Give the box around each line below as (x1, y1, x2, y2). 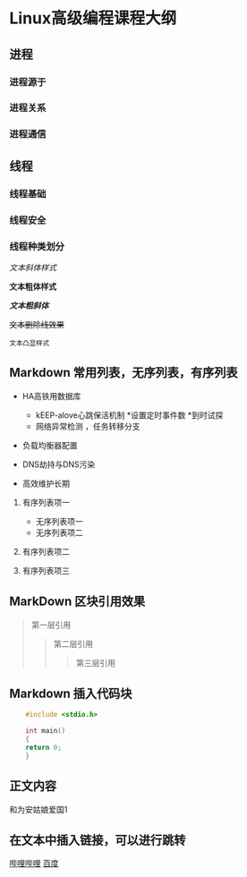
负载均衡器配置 (21, 439, 78, 450)
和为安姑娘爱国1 (9, 804, 68, 814)
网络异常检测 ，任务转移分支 (35, 421, 141, 431)
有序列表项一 (21, 497, 70, 507)
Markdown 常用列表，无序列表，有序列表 (9, 365, 239, 380)
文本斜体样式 (9, 261, 56, 273)
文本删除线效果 (9, 319, 64, 329)
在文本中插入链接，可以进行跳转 (9, 832, 186, 847)
